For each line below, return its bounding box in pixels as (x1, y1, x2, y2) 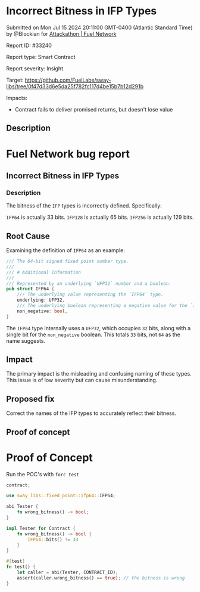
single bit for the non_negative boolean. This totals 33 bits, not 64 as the (6, 331, 180, 338)
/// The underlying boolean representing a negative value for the (17, 303, 187, 309)
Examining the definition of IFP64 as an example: (6, 247, 125, 254)
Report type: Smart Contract (6, 53, 76, 60)
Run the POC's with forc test (6, 470, 79, 478)
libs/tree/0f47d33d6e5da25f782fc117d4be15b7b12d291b (6, 82, 144, 90)
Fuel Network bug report (6, 147, 130, 160)
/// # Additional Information (6, 269, 82, 275)
